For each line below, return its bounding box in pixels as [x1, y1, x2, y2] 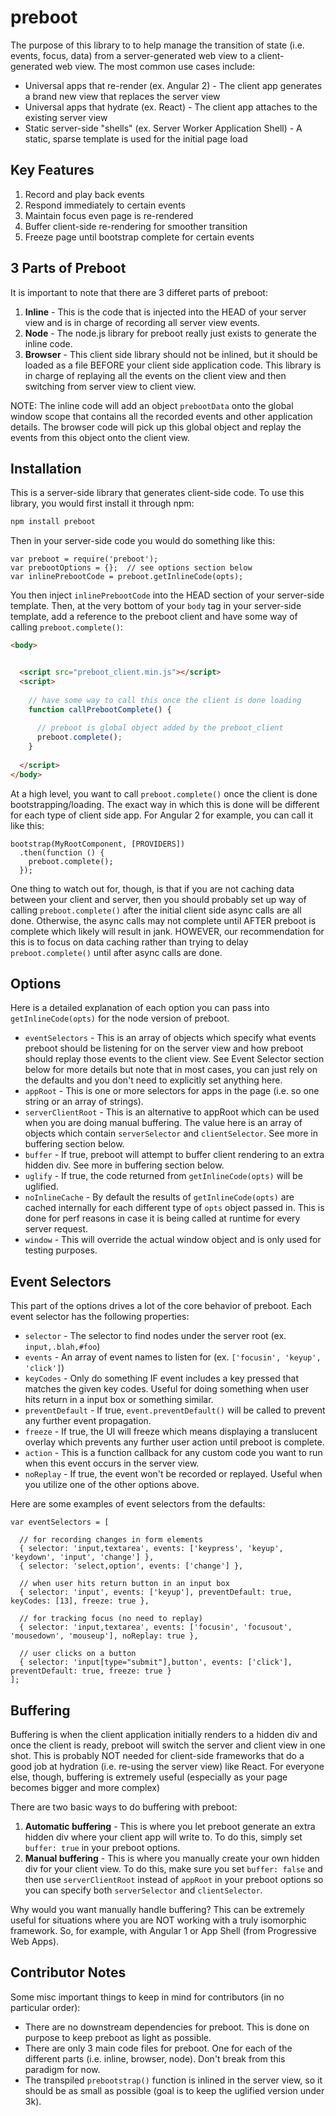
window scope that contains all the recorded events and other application [10, 410, 313, 422]
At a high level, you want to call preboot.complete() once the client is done [10, 787, 318, 800]
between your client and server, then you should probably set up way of [10, 893, 307, 905]
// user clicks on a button [19, 1649, 137, 1659]
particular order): [10, 2001, 81, 2013]
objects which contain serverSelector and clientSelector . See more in [24, 1127, 318, 1140]
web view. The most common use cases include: [54, 60, 256, 72]
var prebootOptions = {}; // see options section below [10, 563, 253, 573]
